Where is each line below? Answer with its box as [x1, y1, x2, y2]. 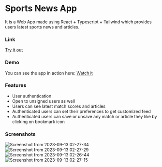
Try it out [5, 47, 23, 53]
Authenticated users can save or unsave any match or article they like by [12, 113, 157, 119]
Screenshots [5, 131, 36, 138]
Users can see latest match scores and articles [12, 103, 105, 109]
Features [5, 82, 27, 89]
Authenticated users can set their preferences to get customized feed [12, 108, 151, 114]
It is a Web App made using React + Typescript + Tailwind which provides [5, 19, 152, 25]
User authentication [12, 93, 52, 99]
